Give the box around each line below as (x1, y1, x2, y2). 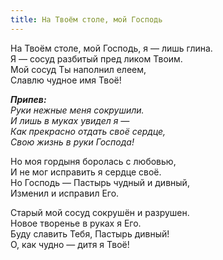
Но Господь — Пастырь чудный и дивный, (10, 176, 190, 188)
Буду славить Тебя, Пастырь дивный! (10, 227, 170, 240)
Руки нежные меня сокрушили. (10, 104, 145, 116)
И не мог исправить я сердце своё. (10, 166, 162, 178)
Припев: (10, 93, 47, 105)
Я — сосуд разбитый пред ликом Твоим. (10, 52, 183, 65)
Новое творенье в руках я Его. (10, 217, 142, 229)
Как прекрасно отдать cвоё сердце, (10, 125, 167, 137)
